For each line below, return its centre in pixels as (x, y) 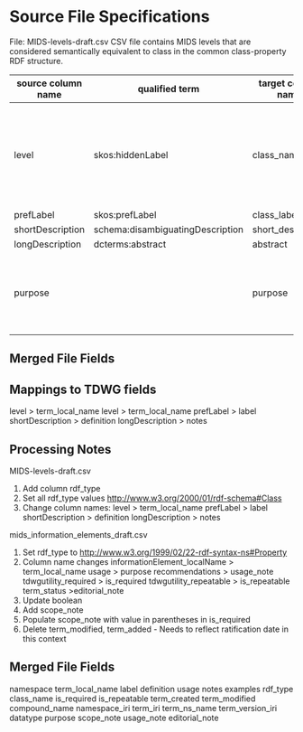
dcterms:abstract (130, 244)
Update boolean (52, 600)
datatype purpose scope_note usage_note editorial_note (114, 718)
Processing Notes (60, 449)
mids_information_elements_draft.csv (78, 534)
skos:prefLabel (125, 214)
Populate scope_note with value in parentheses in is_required (136, 619)
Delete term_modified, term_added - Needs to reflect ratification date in (155, 629)
